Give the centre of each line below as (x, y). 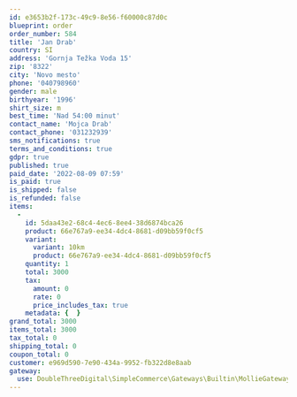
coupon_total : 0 (39, 355)
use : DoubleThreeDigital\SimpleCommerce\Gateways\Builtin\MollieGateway (154, 379)
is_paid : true (35, 182)
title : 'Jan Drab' (43, 42)
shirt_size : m (35, 108)
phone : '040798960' (45, 83)
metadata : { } (53, 313)
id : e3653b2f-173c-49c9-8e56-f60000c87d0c (88, 17)
